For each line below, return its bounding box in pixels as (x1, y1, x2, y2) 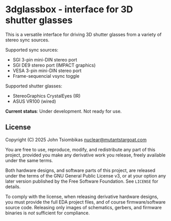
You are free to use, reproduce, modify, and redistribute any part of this (5, 146, 156, 152)
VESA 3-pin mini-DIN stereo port (12, 68, 82, 74)
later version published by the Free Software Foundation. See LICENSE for (5, 178, 158, 184)
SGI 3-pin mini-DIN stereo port (12, 56, 78, 62)
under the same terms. (5, 157, 53, 163)
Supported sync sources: (5, 47, 59, 53)
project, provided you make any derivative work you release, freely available (5, 152, 166, 158)
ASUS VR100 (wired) (12, 98, 56, 104)
